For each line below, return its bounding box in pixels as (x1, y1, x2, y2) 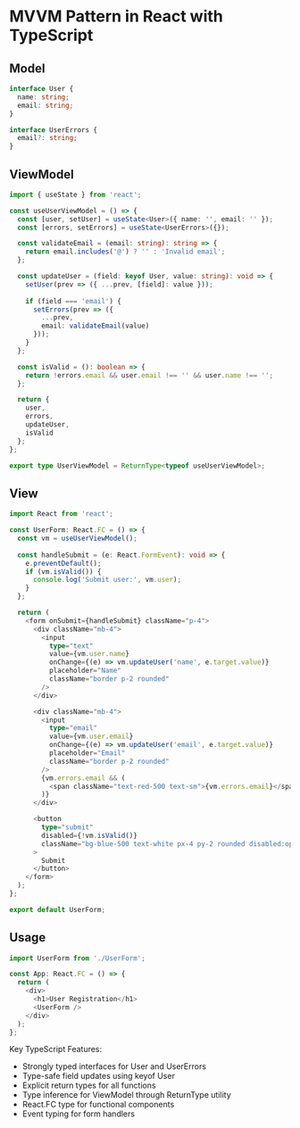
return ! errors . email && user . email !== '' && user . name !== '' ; (25, 370, 274, 380)
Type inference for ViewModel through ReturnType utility (21, 1090, 232, 1100)
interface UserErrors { (9, 125, 98, 135)
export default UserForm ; (9, 905, 105, 914)
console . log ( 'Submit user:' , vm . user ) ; (32, 576, 181, 585)
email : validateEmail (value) (41, 321, 150, 331)
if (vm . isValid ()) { (25, 567, 102, 576)
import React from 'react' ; (9, 510, 114, 518)
